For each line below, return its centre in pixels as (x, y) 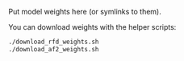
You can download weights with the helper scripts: (92, 27)
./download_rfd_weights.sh (54, 42)
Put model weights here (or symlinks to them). (85, 12)
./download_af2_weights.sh (54, 49)
